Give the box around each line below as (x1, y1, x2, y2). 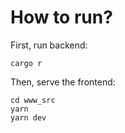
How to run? (10, 6, 113, 29)
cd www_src (10, 95, 56, 105)
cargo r (10, 58, 43, 68)
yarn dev (10, 112, 47, 123)
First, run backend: (10, 39, 88, 51)
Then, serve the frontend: (10, 76, 116, 88)
